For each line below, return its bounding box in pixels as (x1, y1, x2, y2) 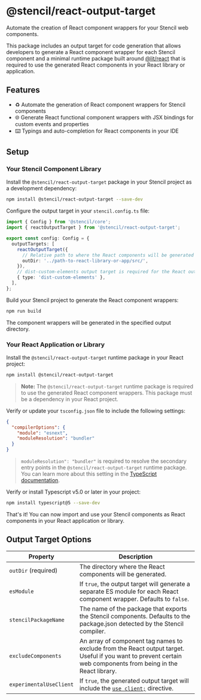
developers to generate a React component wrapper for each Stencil (6, 48, 175, 55)
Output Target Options (6, 534, 92, 545)
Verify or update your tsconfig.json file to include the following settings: (6, 407, 185, 414)
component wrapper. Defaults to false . (79, 594, 190, 603)
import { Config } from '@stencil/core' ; (6, 219, 111, 225)
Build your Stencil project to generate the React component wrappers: (6, 296, 179, 304)
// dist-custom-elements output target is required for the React (17, 269, 186, 275)
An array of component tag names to (79, 636, 183, 645)
